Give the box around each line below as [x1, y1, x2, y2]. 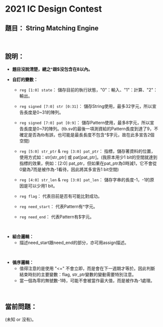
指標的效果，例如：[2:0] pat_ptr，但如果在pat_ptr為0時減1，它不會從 [19, 160, 157, 166]
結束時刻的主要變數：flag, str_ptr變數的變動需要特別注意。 [19, 271, 137, 277]
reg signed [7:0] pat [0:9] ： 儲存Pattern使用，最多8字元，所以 [19, 120, 150, 125]
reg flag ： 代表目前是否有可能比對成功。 [19, 193, 102, 199]
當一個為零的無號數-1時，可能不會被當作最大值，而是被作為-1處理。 [19, 277, 155, 283]
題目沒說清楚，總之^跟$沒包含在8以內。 [12, 66, 92, 72]
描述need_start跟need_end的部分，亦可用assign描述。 [19, 240, 129, 245]
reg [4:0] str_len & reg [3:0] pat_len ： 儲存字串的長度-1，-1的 [19, 176, 150, 183]
